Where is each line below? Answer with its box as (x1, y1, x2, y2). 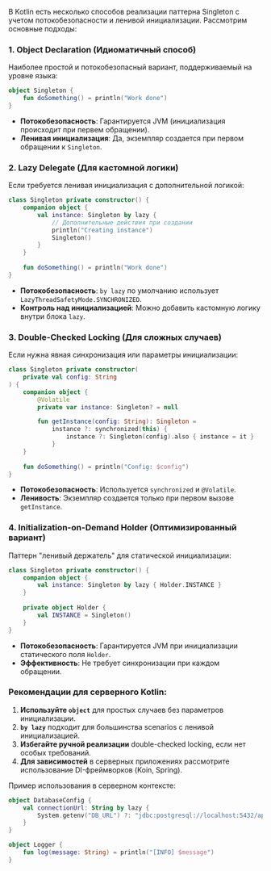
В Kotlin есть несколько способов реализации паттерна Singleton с (8, 7, 240, 16)
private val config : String (23, 373, 117, 382)
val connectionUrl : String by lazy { (23, 803, 150, 812)
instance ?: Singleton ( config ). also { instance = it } (65, 433, 254, 441)
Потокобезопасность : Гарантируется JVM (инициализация (19, 116, 226, 126)
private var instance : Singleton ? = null (37, 403, 179, 411)
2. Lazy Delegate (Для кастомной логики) (8, 161, 179, 173)
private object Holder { (23, 604, 106, 612)
